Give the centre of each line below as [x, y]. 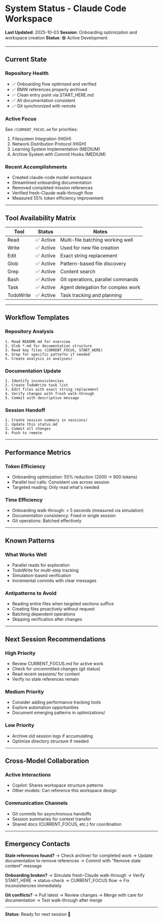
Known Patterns [30, 541]
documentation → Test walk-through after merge [54, 900]
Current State [26, 60]
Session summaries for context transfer [51, 819]
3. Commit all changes [28, 429]
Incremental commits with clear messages [54, 580]
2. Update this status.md [31, 425]
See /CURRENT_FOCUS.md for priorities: [41, 129]
